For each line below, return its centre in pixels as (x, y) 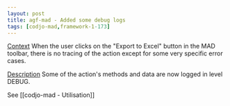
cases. (17, 61)
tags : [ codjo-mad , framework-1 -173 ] (59, 26)
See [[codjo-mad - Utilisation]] (51, 95)
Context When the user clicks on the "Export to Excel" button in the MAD (111, 46)
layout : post (26, 14)
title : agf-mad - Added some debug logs (67, 20)
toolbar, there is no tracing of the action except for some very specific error (115, 53)
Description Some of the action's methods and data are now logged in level (115, 74)
